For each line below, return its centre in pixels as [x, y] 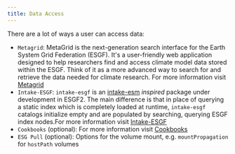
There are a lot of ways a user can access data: [76, 34]
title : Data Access [36, 14]
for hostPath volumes [48, 143]
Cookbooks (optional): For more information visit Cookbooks [102, 129]
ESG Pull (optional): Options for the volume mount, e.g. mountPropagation [123, 136]
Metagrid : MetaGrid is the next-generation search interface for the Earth [121, 47]
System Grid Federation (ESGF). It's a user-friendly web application [115, 55]
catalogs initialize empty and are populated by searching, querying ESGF [122, 114]
